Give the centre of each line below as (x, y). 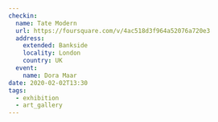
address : (30, 38)
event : (27, 68)
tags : (17, 90)
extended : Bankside (56, 46)
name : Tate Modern (47, 23)
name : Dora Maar (50, 75)
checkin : (23, 16)
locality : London (52, 53)
